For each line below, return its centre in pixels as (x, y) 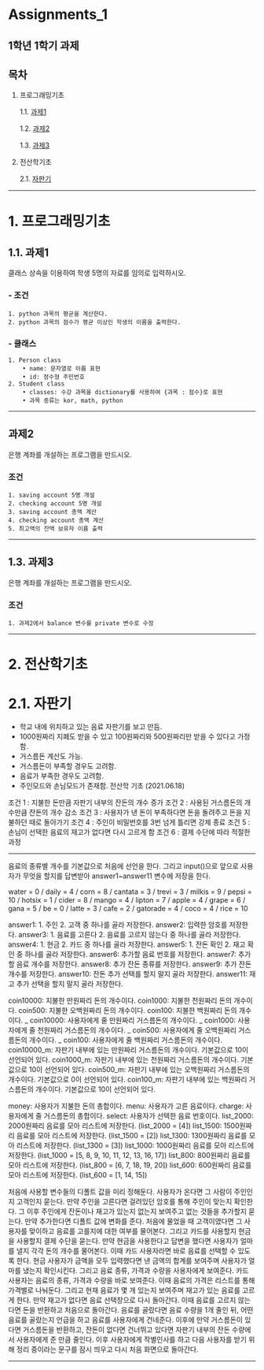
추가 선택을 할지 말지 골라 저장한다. (70, 984)
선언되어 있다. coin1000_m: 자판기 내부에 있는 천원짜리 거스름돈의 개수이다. (124, 1060)
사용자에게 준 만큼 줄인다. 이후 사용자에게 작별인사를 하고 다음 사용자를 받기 (132, 1340)
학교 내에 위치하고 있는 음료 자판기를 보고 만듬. (91, 727)
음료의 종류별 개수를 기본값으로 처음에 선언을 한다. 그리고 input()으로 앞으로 (124, 866)
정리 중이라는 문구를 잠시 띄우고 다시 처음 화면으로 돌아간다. (107, 1350)
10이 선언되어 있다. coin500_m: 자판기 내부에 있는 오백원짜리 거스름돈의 (139, 1070)
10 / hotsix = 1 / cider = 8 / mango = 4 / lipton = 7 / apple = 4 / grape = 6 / (127, 900)
